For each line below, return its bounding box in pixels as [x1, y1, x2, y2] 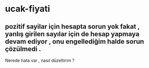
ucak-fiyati [5, 3, 50, 14]
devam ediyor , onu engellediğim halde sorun [5, 37, 144, 45]
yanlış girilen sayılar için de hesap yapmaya [5, 30, 140, 38]
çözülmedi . [5, 45, 41, 53]
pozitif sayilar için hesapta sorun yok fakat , [5, 23, 140, 31]
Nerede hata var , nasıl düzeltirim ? [5, 57, 75, 63]
